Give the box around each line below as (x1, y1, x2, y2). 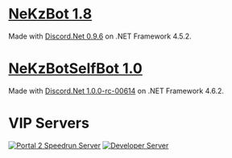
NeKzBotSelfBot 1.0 (8, 59, 143, 78)
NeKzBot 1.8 (8, 5, 93, 23)
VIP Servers (8, 114, 90, 132)
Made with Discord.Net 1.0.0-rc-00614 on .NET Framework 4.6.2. (8, 86, 224, 95)
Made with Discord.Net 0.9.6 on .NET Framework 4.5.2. (8, 31, 192, 41)
